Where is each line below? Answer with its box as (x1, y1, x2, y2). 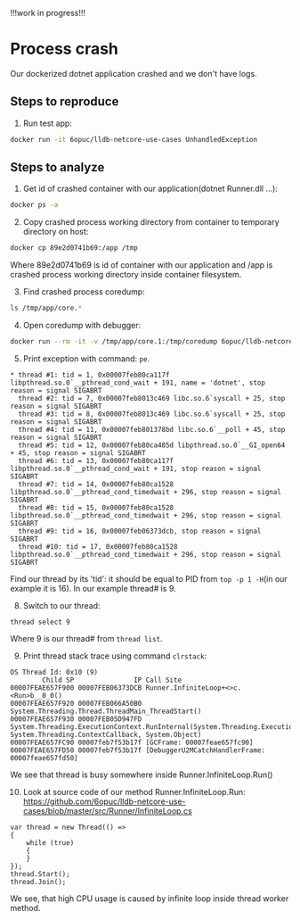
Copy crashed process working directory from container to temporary (22, 217, 280, 228)
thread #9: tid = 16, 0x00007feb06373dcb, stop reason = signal (18, 526, 262, 535)
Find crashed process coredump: (22, 286, 145, 297)
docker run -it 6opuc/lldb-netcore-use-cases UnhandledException (10, 135, 257, 144)
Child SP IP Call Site (42, 675, 182, 684)
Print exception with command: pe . (22, 352, 150, 364)
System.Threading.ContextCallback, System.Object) (10, 730, 202, 739)
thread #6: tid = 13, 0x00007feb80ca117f (18, 456, 174, 465)
